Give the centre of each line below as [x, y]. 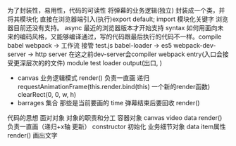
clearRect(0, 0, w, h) [47, 94]
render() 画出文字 [32, 135]
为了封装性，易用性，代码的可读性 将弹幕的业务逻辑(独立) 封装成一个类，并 [116, 10]
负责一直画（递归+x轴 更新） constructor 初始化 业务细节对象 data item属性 [117, 126]
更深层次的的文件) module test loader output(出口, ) [88, 63]
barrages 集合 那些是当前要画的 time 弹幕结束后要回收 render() [108, 103]
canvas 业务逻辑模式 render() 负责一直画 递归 [83, 78]
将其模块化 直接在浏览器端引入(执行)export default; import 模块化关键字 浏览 [118, 19]
